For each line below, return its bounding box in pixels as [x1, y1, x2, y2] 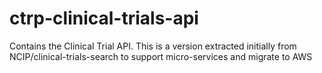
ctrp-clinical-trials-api [9, 7, 199, 30]
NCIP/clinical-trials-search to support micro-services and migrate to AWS [9, 50, 313, 62]
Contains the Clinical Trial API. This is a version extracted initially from [9, 40, 297, 52]
